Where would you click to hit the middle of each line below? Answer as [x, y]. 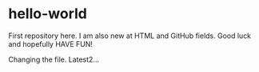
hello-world [48, 14]
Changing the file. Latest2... [54, 59]
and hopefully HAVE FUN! [51, 44]
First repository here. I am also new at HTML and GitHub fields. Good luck [130, 36]
